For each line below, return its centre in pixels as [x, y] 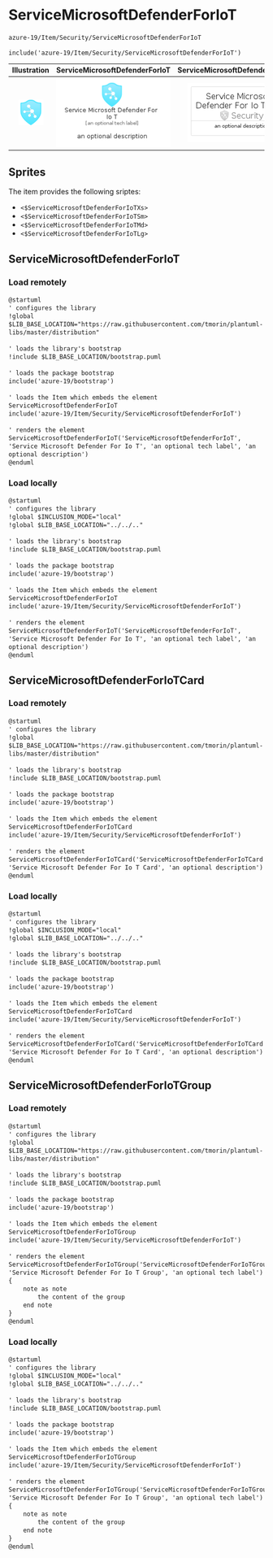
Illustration [31, 70]
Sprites [27, 172]
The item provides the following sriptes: [75, 192]
